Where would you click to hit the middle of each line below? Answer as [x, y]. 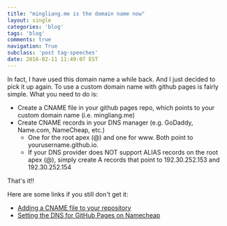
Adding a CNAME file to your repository [74, 208]
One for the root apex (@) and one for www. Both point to [110, 137]
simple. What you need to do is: [53, 94]
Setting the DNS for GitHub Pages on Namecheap [89, 215]
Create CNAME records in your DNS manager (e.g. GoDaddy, [105, 122]
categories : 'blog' [36, 27]
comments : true [29, 40]
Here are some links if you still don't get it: [68, 194]
